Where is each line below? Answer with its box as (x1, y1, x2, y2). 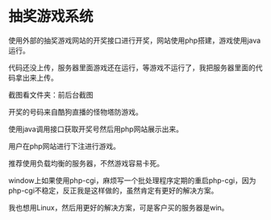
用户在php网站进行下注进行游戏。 (8, 141, 121, 151)
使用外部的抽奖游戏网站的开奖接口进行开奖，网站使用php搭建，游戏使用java (8, 35, 261, 45)
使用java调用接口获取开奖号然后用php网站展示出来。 (8, 124, 184, 134)
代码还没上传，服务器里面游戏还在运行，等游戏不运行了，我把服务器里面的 (8, 62, 256, 73)
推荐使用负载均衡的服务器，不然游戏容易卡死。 (8, 158, 164, 168)
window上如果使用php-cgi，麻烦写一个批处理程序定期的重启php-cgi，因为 (8, 175, 256, 185)
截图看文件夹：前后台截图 (8, 89, 94, 99)
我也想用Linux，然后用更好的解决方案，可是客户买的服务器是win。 (8, 202, 229, 212)
